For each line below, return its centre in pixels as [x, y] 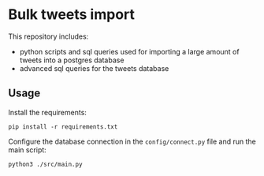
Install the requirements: [47, 112]
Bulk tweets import [72, 15]
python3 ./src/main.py [45, 164]
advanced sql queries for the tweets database [94, 68]
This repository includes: [48, 36]
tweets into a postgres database [72, 60]
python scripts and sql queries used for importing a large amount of [129, 51]
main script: [28, 150]
